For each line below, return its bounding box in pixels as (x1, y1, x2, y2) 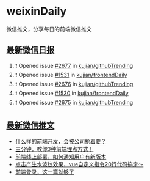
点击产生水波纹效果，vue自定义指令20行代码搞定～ (15, 160, 144, 168)
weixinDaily (6, 4, 67, 18)
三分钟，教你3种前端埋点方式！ (15, 145, 94, 152)
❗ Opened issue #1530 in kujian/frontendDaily (15, 89, 129, 97)
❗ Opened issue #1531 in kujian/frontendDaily (15, 71, 127, 78)
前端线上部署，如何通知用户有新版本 (15, 153, 107, 160)
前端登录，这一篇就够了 (15, 168, 74, 175)
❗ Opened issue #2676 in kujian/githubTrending (15, 80, 134, 87)
